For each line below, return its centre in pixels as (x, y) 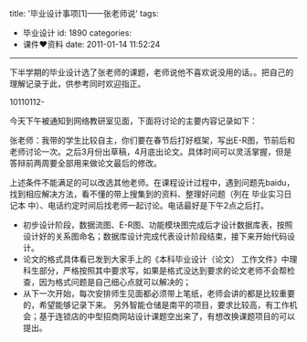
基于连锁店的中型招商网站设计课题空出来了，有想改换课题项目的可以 (167, 316)
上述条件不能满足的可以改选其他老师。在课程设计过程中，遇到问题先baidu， (152, 182)
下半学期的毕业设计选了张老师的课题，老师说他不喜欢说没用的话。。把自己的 (152, 72)
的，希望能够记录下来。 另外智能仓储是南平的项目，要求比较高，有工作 (156, 305)
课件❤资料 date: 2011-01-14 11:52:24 (91, 44)
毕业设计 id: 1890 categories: (77, 33)
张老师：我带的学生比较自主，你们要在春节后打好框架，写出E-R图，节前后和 (152, 140)
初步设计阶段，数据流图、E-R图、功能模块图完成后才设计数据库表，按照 (158, 225)
